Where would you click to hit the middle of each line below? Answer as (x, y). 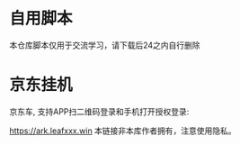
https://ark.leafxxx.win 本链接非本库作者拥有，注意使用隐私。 (123, 131)
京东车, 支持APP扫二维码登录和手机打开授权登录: (99, 111)
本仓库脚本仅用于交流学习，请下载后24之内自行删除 (105, 45)
